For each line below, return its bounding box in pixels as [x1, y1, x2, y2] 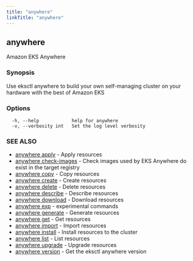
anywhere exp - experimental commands [15, 203, 119, 210]
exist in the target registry [15, 164, 80, 171]
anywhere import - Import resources [15, 222, 107, 229]
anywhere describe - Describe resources [15, 190, 119, 197]
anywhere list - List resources [15, 235, 90, 242]
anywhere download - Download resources [15, 196, 124, 204]
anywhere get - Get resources [15, 215, 91, 223]
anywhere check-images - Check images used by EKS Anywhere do [15, 158, 187, 165]
